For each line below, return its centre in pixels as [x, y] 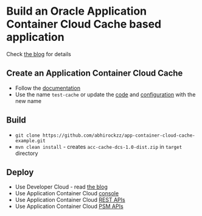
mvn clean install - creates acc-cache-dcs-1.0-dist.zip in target [99, 146]
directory [26, 153]
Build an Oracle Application [77, 11]
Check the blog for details [39, 54]
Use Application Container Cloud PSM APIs [69, 206]
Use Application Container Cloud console [67, 193]
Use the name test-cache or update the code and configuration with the [105, 94]
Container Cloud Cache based [84, 24]
